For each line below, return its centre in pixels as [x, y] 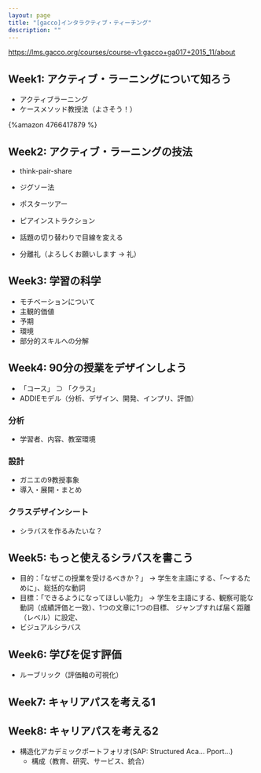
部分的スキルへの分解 [54, 341]
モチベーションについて [57, 301]
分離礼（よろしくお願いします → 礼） [80, 254]
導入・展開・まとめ [51, 490]
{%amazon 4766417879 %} [53, 125]
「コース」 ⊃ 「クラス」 [59, 388]
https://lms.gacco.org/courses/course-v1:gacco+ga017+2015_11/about [122, 53]
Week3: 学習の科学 [55, 281]
